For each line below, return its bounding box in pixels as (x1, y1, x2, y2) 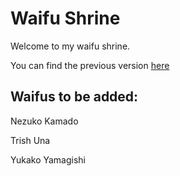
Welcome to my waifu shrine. (10, 40, 131, 52)
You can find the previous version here (10, 59, 170, 71)
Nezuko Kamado (10, 115, 79, 127)
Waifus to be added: (10, 88, 139, 106)
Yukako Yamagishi (10, 153, 87, 166)
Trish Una (10, 134, 51, 146)
